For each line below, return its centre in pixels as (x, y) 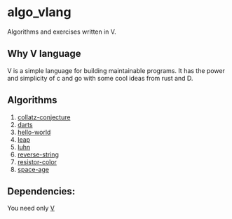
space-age (33, 169)
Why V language (45, 54)
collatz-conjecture (44, 117)
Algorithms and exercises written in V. (62, 32)
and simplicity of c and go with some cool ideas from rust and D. (100, 78)
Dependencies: (41, 191)
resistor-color (37, 161)
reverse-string (38, 154)
